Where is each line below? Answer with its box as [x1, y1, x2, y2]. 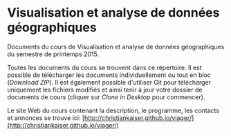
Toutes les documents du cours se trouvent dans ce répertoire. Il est [7, 63, 202, 71]
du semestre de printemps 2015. [7, 50, 99, 58]
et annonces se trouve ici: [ [7, 113, 85, 122]
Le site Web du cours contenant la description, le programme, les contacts [7, 106, 220, 114]
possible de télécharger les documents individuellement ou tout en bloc [7, 71, 211, 79]
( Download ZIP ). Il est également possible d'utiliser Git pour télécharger [7, 78, 212, 86]
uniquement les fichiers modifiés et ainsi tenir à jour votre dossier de [7, 85, 203, 94]
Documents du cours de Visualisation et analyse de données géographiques [7, 42, 225, 51]
